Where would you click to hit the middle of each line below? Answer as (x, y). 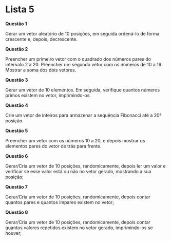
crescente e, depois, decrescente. (42, 39)
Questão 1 (16, 24)
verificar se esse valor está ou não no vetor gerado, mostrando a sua (78, 171)
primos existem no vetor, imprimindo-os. (48, 95)
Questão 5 (17, 131)
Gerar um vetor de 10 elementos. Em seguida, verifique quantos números (83, 90)
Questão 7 (17, 187)
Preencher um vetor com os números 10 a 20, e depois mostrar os (75, 140)
